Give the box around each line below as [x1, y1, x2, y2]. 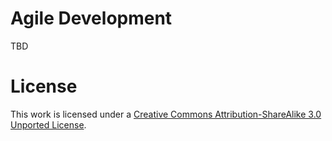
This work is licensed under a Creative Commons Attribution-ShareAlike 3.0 [10, 108, 322, 120]
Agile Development [10, 7, 173, 30]
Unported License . [10, 118, 87, 131]
